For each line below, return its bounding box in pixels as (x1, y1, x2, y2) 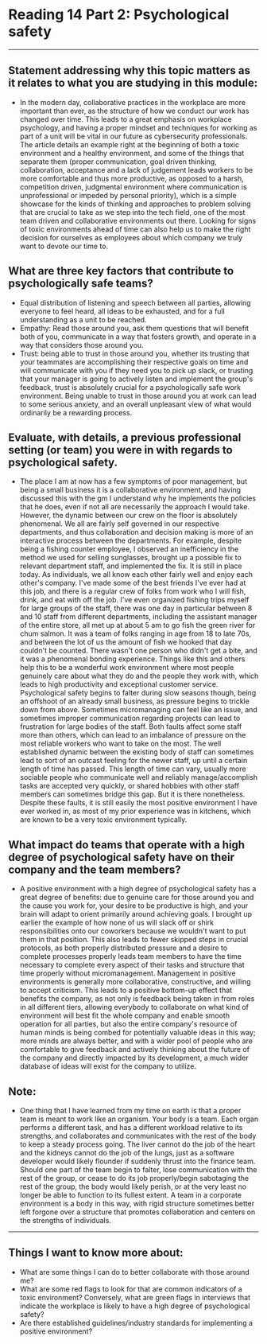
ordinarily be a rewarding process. (19, 407, 133, 417)
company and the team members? (8, 863, 181, 876)
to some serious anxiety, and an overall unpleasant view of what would (19, 399, 252, 409)
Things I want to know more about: (8, 1246, 184, 1260)
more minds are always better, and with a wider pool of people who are (19, 1036, 253, 1046)
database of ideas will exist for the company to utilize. (19, 1062, 197, 1071)
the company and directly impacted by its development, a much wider (19, 1053, 249, 1063)
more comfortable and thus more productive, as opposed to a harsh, (19, 173, 244, 183)
